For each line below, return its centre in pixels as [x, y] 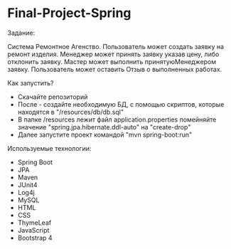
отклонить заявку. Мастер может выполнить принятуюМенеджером [112, 61]
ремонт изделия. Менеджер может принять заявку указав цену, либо [113, 54]
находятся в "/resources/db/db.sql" [71, 112]
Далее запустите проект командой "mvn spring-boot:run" [105, 134]
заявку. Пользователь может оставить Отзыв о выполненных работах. [115, 69]
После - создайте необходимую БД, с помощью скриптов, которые [121, 104]
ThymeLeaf [34, 223]
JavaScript [33, 230]
